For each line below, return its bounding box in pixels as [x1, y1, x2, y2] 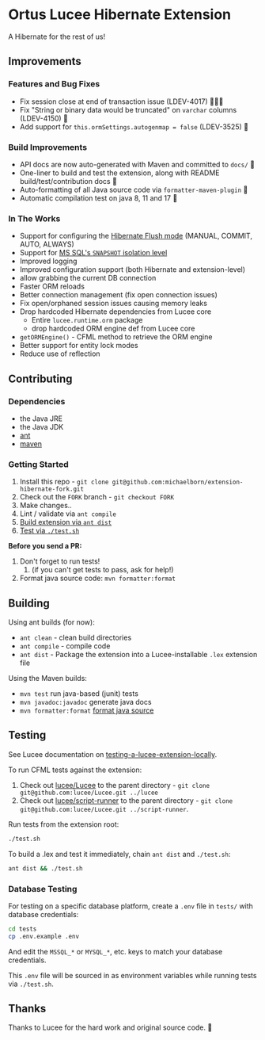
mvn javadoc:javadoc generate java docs [19, 698, 152, 707]
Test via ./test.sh [19, 526, 80, 536]
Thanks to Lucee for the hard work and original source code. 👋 [8, 1023, 213, 1032]
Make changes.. [19, 501, 73, 510]
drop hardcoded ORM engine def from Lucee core [31, 323, 195, 334]
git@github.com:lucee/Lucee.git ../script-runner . [19, 804, 189, 813]
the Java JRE [19, 414, 63, 423]
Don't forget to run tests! [19, 556, 100, 566]
